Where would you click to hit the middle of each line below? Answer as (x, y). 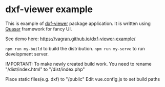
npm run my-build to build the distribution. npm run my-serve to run (75, 48)
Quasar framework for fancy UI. (39, 28)
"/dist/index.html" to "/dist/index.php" (45, 69)
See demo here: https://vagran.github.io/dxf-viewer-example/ (70, 39)
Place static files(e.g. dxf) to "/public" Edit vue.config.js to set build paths (83, 79)
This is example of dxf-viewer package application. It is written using (78, 23)
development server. (27, 54)
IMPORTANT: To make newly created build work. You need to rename (79, 64)
